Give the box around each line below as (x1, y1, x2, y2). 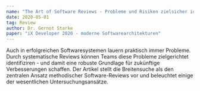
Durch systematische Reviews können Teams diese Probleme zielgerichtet (6, 53, 189, 60)
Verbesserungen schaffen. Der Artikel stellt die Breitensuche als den (6, 66, 174, 73)
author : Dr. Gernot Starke (6, 25, 73, 31)
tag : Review (6, 19, 36, 25)
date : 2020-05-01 (6, 14, 49, 20)
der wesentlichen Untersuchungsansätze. (6, 78, 108, 86)
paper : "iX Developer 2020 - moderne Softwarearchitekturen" (6, 31, 161, 37)
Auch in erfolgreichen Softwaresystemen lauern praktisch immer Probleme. (6, 47, 191, 54)
